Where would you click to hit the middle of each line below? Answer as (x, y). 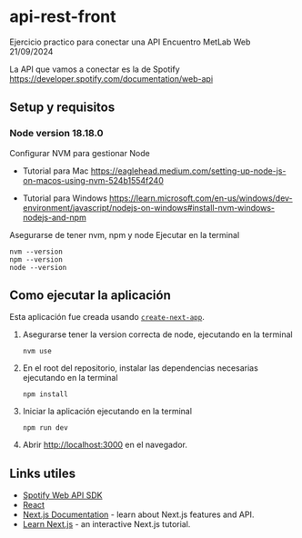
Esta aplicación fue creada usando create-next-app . (107, 317)
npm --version (36, 259)
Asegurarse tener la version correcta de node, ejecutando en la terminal (157, 334)
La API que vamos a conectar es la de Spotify (95, 69)
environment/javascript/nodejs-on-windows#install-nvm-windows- (149, 207)
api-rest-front (63, 17)
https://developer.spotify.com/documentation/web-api (111, 78)
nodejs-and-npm (54, 217)
